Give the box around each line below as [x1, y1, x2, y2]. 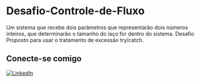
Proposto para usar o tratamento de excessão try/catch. [6, 36, 144, 43]
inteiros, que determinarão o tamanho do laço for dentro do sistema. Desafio [6, 30, 195, 37]
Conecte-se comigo [6, 53, 82, 64]
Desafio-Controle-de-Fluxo [6, 4, 145, 18]
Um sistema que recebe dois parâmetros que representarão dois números [6, 24, 188, 31]
